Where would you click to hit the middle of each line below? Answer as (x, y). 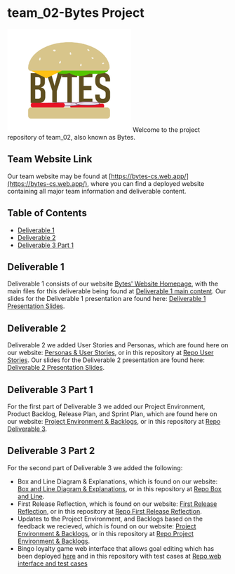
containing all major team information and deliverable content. (97, 191)
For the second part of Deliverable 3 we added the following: (95, 467)
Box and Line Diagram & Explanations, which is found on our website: (117, 481)
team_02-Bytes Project (76, 13)
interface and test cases (52, 563)
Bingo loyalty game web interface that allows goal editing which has (116, 548)
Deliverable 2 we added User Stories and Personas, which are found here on (118, 345)
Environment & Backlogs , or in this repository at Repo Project (106, 533)
